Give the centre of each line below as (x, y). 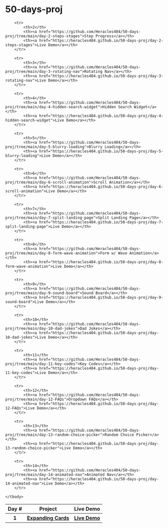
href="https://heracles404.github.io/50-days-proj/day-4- (101, 116)
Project (48, 509)
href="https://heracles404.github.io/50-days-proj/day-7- (101, 222)
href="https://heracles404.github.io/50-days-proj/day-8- (101, 262)
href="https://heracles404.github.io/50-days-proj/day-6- (101, 187)
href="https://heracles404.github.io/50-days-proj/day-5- (101, 151)
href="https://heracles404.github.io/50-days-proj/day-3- (101, 76)
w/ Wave (119, 253)
